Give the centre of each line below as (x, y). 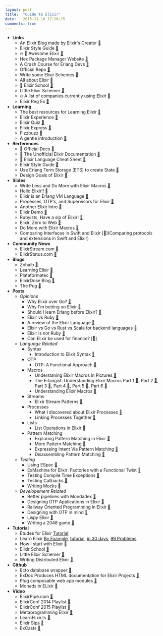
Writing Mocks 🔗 (44, 486)
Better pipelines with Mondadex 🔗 (61, 497)
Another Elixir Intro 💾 (41, 207)
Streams (36, 397)
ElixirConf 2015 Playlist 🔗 (45, 607)
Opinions (29, 296)
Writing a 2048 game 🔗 (51, 523)
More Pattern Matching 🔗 (60, 444)
